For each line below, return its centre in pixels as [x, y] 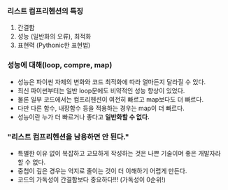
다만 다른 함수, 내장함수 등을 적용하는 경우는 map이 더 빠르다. [101, 108]
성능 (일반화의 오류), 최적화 [54, 36]
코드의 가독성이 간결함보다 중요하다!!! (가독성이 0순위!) [91, 179]
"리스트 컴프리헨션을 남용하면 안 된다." [68, 137]
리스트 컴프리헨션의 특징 [45, 11]
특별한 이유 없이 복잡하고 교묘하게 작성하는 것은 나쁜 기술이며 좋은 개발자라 [119, 153]
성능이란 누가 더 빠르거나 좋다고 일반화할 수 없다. [84, 116]
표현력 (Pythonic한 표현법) [54, 45]
